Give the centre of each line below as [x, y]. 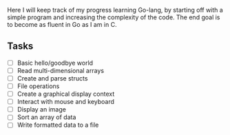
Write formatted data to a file [58, 125]
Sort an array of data [46, 117]
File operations [38, 86]
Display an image [42, 110]
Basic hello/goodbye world [55, 63]
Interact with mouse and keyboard [66, 102]
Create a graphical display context [66, 94]
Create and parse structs [52, 78]
